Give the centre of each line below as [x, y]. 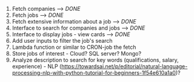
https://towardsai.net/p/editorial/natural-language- [125, 66]
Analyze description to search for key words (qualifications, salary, [95, 60]
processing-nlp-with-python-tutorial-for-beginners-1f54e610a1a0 [94, 73]
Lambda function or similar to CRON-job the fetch [74, 47]
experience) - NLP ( [37, 66]
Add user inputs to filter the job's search [62, 41]
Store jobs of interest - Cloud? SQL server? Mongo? [76, 53]
